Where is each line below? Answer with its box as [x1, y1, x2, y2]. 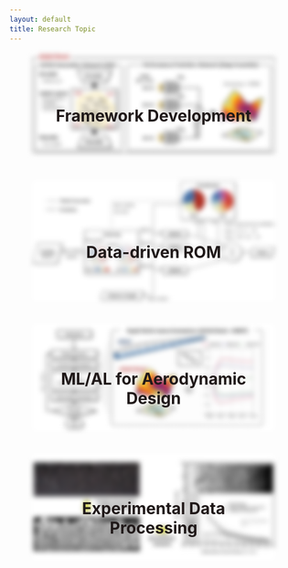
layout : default [9, 15, 71, 24]
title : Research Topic [9, 24, 96, 34]
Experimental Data [81, 499, 226, 520]
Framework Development [55, 105, 251, 126]
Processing [109, 518, 198, 539]
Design [126, 388, 181, 409]
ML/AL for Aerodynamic [60, 369, 247, 390]
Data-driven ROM [85, 242, 222, 263]
